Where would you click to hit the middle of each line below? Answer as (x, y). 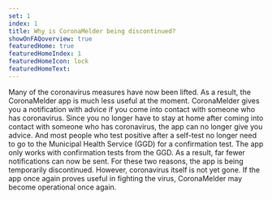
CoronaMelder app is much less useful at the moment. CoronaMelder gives (134, 100)
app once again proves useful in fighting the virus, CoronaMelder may (125, 178)
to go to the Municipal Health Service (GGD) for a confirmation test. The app (136, 144)
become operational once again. (63, 187)
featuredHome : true (41, 46)
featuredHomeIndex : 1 (45, 54)
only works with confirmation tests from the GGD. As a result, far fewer (127, 152)
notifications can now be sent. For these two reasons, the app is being (126, 161)
